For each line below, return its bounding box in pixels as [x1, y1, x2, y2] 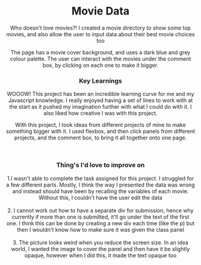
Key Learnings [78, 77, 123, 85]
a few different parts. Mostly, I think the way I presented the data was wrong [6, 181, 195, 188]
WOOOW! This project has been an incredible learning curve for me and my [7, 91, 194, 98]
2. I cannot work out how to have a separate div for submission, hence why [7, 206, 194, 214]
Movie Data [71, 4, 130, 18]
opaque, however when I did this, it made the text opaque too [24, 252, 177, 259]
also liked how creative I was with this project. [43, 110, 158, 117]
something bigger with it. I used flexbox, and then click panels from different [5, 128, 196, 135]
